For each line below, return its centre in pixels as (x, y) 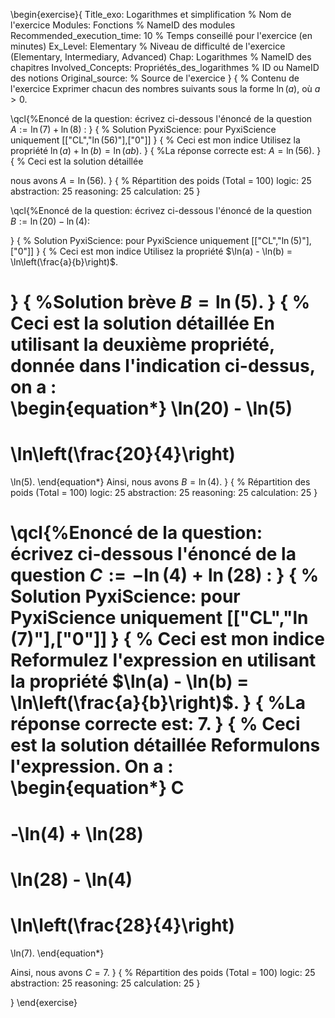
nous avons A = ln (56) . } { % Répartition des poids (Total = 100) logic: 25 (161, 180)
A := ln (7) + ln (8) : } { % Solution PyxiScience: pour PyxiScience (143, 129)
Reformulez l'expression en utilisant (163, 660)
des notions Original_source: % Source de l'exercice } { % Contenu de (155, 78)
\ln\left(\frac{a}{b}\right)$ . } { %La (158, 703)
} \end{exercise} (44, 1002)
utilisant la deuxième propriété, (142, 345)
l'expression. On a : (92, 766)
